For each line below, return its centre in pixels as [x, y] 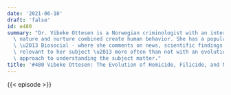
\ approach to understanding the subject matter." [87, 59]
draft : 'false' [29, 20]
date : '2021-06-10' [35, 13]
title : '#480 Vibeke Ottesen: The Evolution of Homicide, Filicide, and [113, 65]
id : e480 [20, 26]
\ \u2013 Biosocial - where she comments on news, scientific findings [118, 45]
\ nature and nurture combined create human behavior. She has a [109, 39]
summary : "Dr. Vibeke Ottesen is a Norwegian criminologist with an [107, 33]
